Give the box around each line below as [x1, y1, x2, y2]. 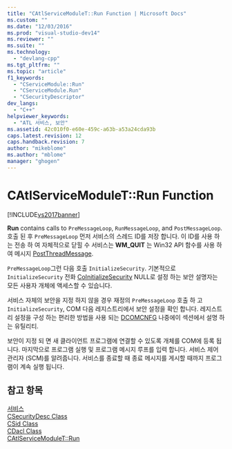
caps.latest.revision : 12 [7, 132, 81, 139]
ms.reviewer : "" [7, 36, 54, 43]
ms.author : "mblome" [7, 151, 67, 159]
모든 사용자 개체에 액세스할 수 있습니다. [7, 281, 113, 289]
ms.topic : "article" [7, 68, 67, 75]
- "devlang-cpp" [13, 55, 60, 62]
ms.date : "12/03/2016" [7, 23, 72, 30]
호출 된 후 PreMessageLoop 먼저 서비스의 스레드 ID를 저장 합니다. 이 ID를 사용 [7, 232, 213, 240]
